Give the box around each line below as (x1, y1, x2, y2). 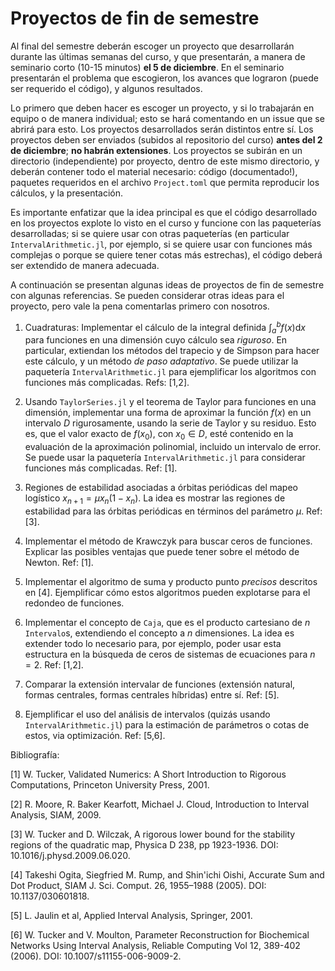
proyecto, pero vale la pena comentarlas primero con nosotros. (10, 300, 270, 312)
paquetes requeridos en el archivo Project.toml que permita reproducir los (10, 176, 320, 188)
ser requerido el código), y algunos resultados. (10, 82, 203, 94)
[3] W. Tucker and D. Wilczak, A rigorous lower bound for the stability (10, 828, 296, 840)
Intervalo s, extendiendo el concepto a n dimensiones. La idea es (24, 627, 295, 639)
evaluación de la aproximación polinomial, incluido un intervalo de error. (24, 441, 322, 453)
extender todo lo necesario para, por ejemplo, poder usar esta (24, 637, 282, 649)
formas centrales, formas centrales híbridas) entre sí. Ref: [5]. (24, 688, 280, 701)
